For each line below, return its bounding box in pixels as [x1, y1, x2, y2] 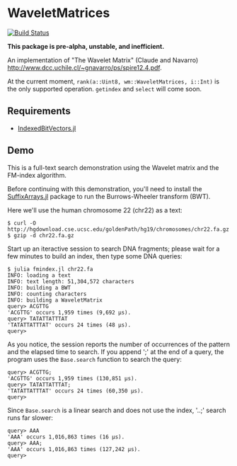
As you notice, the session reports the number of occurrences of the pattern [7, 340, 231, 348]
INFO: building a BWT [7, 284, 71, 291]
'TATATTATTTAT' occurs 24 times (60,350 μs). [7, 387, 144, 394]
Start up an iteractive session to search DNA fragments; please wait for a [7, 244, 220, 253]
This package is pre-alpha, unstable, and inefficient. [7, 42, 165, 50]
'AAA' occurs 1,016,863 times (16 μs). [7, 433, 125, 441]
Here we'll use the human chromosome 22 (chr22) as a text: [7, 205, 183, 214]
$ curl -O [7, 220, 37, 227]
